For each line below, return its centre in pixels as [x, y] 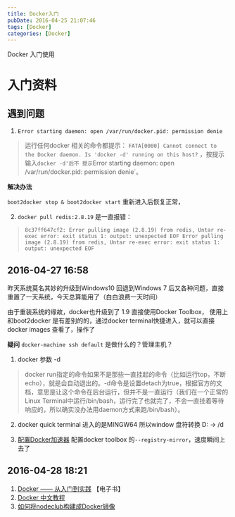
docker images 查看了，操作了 [51, 330]
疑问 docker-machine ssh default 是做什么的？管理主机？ [90, 344]
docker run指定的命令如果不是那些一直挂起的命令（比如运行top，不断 [125, 375]
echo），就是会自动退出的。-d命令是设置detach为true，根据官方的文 [123, 383]
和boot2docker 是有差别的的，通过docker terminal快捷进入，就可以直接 [111, 320]
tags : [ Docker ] [30, 27]
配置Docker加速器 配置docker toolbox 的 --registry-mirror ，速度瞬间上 [121, 440]
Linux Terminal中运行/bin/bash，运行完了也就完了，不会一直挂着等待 [124, 401]
